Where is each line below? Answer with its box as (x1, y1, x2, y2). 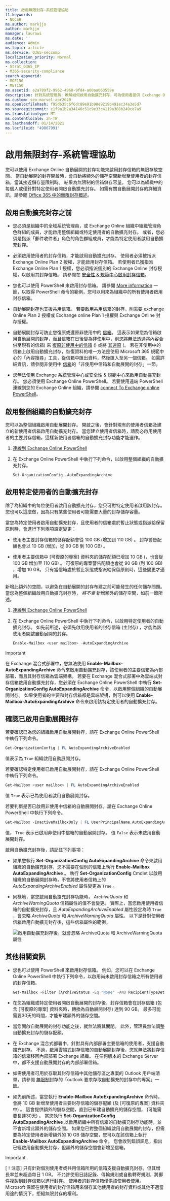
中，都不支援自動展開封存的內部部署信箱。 (12, 1059, 102, 1065)
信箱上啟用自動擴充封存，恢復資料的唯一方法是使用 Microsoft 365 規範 (12, 348, 160, 354)
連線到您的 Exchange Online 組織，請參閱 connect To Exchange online (12, 384, 160, 391)
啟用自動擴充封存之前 (5, 208, 72, 217)
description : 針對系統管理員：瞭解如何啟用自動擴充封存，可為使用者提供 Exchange (5, 92, 161, 98)
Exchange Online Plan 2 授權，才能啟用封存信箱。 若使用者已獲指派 (12, 259, 153, 265)
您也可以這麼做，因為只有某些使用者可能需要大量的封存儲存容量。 (5, 508, 143, 514)
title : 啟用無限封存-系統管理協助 (5, 7, 69, 13)
